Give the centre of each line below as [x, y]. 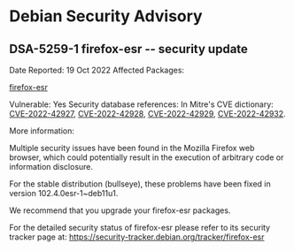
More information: [42, 131]
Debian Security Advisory [106, 16]
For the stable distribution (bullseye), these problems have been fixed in [140, 184]
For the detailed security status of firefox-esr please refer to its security [140, 228]
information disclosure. [51, 167]
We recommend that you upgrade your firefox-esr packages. [120, 210]
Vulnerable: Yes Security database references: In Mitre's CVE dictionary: [142, 104]
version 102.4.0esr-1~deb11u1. [64, 193]
